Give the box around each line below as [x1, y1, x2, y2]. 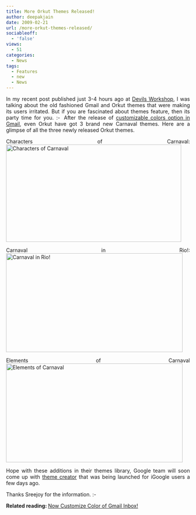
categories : [6, 52, 35, 58]
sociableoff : [6, 30, 38, 36]
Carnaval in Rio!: [6, 247, 190, 254]
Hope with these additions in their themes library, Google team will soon [6, 467, 190, 474]
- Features [11, 69, 38, 74]
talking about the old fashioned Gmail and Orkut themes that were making [6, 102, 190, 108]
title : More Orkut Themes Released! [6, 8, 95, 15]
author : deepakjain [6, 14, 54, 20]
